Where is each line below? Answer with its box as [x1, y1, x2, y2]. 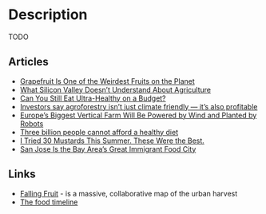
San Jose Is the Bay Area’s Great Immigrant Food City [19, 144, 197, 153]
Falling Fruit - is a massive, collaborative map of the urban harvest [19, 188, 238, 198]
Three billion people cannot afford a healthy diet [19, 127, 178, 137]
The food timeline [19, 197, 78, 207]
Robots [19, 118, 44, 129]
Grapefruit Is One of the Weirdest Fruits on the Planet [19, 76, 196, 85]
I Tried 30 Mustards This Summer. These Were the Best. [19, 136, 205, 145]
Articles [8, 55, 50, 69]
